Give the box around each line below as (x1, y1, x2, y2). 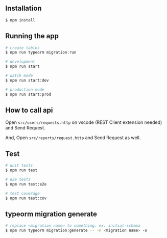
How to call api (5, 105, 53, 114)
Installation (5, 4, 42, 13)
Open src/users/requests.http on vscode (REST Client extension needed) (5, 119, 162, 125)
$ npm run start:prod (5, 92, 52, 97)
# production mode (5, 87, 44, 92)
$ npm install (5, 17, 36, 22)
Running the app (5, 32, 59, 40)
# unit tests (5, 163, 33, 168)
